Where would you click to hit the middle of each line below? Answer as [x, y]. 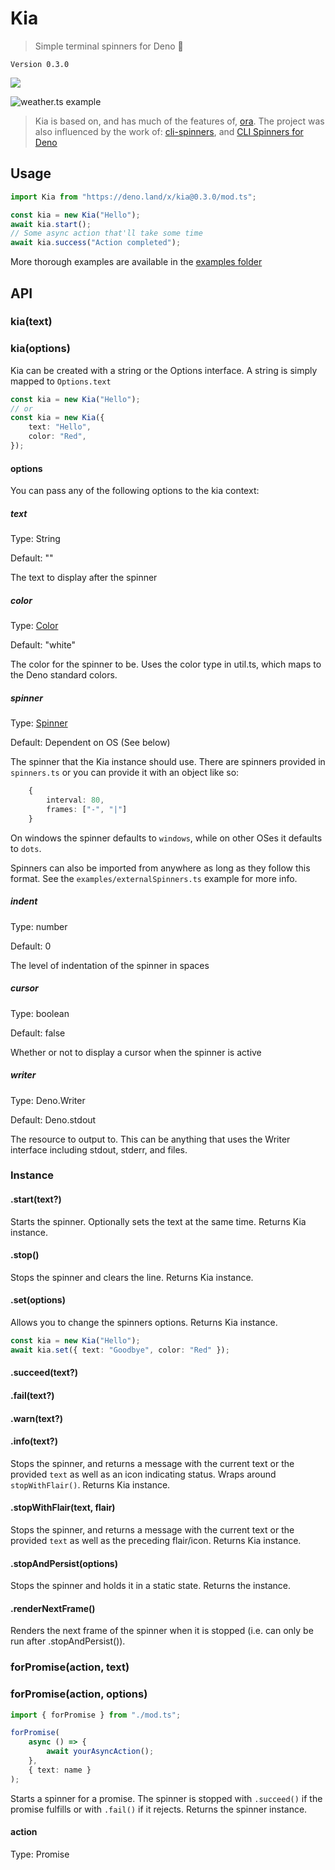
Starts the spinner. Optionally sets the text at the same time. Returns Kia [158, 1221]
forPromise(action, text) [70, 1667]
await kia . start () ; [51, 224]
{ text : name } [60, 1770]
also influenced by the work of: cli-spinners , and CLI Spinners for [169, 131]
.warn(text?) [37, 1418]
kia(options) [40, 349]
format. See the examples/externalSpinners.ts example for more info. [154, 878]
